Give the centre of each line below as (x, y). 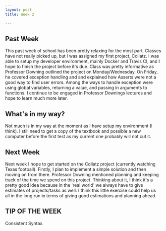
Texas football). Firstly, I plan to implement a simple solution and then (76, 169)
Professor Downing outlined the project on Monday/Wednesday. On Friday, (82, 72)
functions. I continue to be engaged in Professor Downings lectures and (79, 93)
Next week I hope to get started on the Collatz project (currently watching (81, 164)
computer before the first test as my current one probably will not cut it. (78, 137)
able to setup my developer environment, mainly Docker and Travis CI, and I (83, 61)
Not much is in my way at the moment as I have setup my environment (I (79, 126)
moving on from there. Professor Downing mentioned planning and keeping (82, 174)
